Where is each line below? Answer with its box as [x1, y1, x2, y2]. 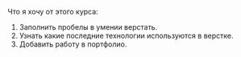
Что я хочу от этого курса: [7, 7, 98, 16]
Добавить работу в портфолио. [19, 39, 127, 49]
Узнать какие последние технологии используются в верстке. [19, 31, 235, 40]
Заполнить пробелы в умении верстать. [19, 22, 158, 31]
